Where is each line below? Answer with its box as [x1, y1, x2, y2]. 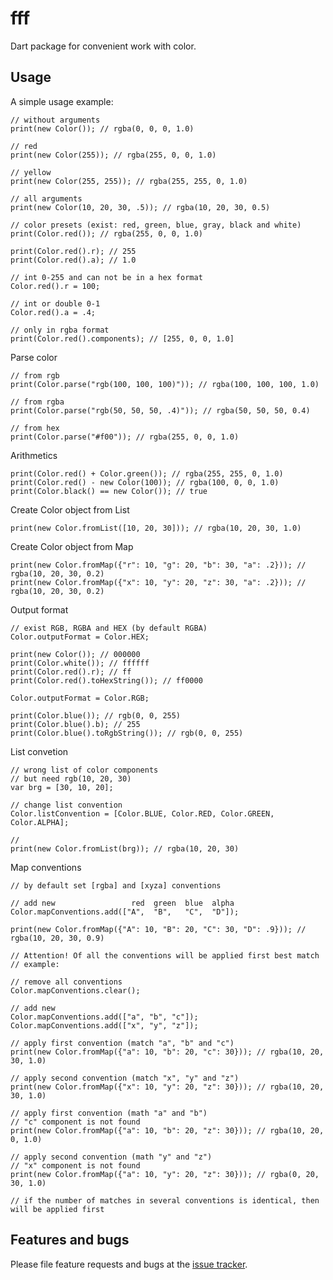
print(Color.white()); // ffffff [10, 658, 150, 668]
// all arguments [10, 193, 83, 204]
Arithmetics [10, 449, 58, 461]
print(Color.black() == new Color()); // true [10, 486, 208, 496]
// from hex [10, 423, 60, 433]
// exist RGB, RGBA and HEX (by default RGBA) [10, 623, 208, 633]
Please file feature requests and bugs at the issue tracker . [10, 1258, 248, 1270]
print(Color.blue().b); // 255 [10, 719, 141, 729]
